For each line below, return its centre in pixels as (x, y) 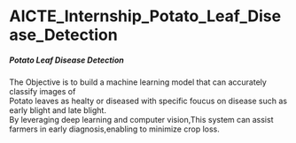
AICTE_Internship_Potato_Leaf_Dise (145, 16)
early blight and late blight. (58, 110)
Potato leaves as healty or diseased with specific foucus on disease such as (148, 101)
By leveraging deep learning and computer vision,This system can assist (141, 120)
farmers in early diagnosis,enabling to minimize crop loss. (114, 129)
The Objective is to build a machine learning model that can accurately (138, 82)
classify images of (43, 92)
